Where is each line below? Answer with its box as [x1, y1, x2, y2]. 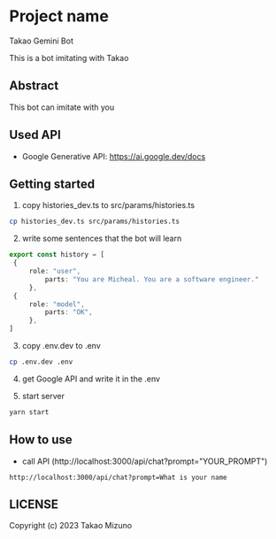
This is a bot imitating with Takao [9, 52, 129, 63]
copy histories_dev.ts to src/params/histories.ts [21, 200, 195, 211]
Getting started [9, 176, 96, 191]
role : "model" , [28, 299, 86, 309]
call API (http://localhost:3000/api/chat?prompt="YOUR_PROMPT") [21, 456, 268, 466]
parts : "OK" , [44, 308, 93, 317]
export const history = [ [9, 250, 104, 259]
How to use [9, 432, 73, 448]
